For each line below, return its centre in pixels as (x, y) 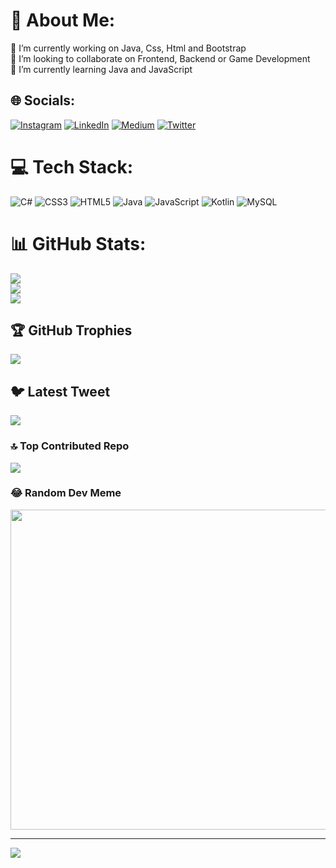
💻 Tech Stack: (72, 166)
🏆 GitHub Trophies (71, 330)
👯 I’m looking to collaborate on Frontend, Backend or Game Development (160, 58)
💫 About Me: (63, 20)
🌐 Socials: (43, 100)
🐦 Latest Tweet (60, 391)
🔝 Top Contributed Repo (70, 446)
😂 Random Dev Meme (66, 493)
